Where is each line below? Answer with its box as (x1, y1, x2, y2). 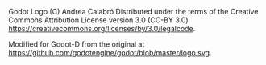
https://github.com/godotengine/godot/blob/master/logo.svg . (8, 48, 212, 57)
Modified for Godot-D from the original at (8, 39, 145, 49)
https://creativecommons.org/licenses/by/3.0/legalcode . (8, 24, 196, 33)
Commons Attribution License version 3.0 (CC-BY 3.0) (8, 15, 189, 25)
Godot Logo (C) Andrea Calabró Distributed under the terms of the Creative (8, 7, 259, 16)
